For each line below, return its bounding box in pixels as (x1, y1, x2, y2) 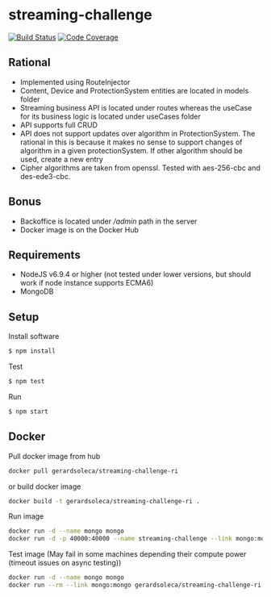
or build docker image (8, 482, 81, 491)
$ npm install (8, 347, 56, 356)
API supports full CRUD (19, 119, 98, 130)
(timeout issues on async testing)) (8, 558, 122, 568)
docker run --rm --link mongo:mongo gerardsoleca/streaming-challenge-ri (8, 581, 262, 589)
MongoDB (19, 286, 54, 296)
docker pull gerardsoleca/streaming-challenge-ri (8, 466, 179, 475)
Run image (8, 511, 44, 521)
